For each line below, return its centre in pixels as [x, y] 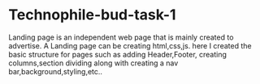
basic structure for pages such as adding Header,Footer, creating [118, 54]
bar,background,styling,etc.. [56, 71]
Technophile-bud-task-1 [92, 15]
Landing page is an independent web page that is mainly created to [121, 37]
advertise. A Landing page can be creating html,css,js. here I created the [130, 45]
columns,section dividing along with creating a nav [93, 63]
